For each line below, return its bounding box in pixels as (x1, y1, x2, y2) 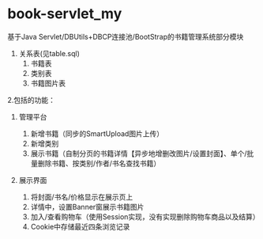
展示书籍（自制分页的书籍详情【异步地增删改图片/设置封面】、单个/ (30, 148, 247, 158)
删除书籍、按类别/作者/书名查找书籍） (37, 158, 161, 168)
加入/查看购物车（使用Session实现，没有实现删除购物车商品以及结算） (30, 211, 260, 222)
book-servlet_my (7, 5, 122, 23)
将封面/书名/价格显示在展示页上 (30, 192, 133, 202)
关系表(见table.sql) (18, 48, 81, 58)
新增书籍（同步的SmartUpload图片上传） (30, 128, 164, 138)
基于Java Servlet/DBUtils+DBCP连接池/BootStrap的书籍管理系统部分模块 (7, 32, 244, 41)
